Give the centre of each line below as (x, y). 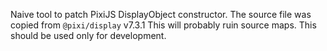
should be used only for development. (88, 35)
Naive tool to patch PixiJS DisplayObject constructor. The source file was (161, 14)
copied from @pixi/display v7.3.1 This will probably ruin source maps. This (163, 25)
